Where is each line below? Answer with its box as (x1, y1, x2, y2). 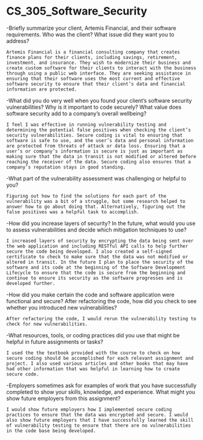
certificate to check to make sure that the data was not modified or (6, 253, 188, 260)
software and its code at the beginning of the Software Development (6, 264, 186, 270)
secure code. (6, 371, 39, 377)
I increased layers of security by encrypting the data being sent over (6, 238, 194, 244)
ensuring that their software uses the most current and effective (6, 75, 181, 81)
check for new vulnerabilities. (6, 321, 88, 327)
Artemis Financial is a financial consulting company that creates (6, 49, 181, 55)
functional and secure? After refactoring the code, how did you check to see (6, 297, 197, 304)
